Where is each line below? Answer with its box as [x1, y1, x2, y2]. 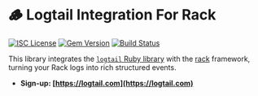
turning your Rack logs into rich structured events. [8, 62, 177, 72]
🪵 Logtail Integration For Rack [8, 6, 216, 24]
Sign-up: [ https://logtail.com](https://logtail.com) [20, 78, 194, 88]
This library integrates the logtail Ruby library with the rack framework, [8, 54, 251, 63]
